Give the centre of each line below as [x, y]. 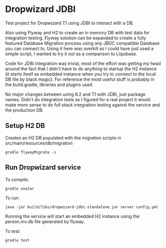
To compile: [17, 179]
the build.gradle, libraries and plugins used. [49, 84]
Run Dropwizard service [43, 168]
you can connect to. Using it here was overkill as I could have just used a [79, 48]
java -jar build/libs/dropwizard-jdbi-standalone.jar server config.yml [82, 207]
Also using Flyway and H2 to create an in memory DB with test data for [77, 32]
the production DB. [24, 110]
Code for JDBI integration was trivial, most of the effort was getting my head [83, 63]
